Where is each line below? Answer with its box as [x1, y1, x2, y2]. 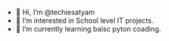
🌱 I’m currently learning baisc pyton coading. [15, 24, 161, 33]
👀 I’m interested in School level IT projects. [15, 16, 154, 25]
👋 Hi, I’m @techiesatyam [15, 8, 95, 17]
